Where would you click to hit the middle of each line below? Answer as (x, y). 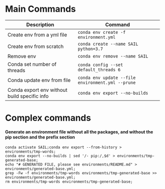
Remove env (22, 56)
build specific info (28, 96)
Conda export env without (38, 90)
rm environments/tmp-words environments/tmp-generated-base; (69, 182)
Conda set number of (32, 64)
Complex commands (48, 118)
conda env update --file (107, 78)
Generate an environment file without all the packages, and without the (79, 132)
